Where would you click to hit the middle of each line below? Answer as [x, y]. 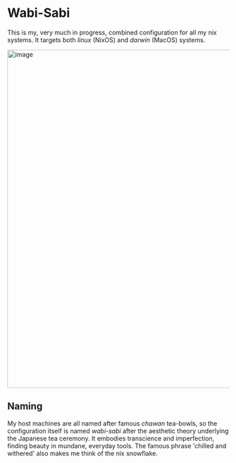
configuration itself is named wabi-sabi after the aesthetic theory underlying [118, 431]
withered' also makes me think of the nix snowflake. [83, 453]
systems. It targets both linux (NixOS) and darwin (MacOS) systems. [106, 39]
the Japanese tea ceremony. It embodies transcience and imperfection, [111, 438]
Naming [25, 406]
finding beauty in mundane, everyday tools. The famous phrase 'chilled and [117, 445]
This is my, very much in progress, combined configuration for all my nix [112, 32]
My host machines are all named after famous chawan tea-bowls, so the [112, 423]
